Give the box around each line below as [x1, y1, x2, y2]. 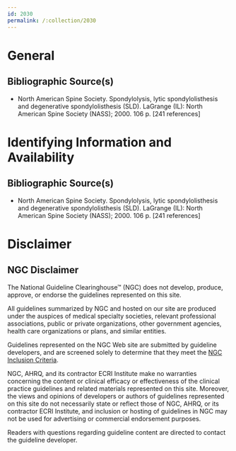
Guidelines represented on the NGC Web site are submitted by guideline [7, 341, 217, 349]
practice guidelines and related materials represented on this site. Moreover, [7, 384, 230, 393]
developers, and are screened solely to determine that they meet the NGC [7, 348, 223, 356]
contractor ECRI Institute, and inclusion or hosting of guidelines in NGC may [7, 406, 228, 415]
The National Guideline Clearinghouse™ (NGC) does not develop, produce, [7, 282, 224, 291]
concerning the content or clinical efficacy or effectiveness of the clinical [7, 377, 220, 385]
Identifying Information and [7, 134, 172, 150]
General [7, 47, 55, 64]
